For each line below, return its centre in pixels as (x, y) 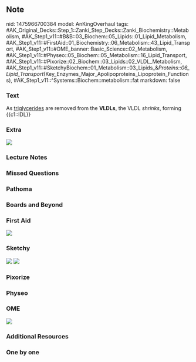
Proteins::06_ (174, 68)
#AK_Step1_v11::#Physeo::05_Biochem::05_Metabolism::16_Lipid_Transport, (97, 55)
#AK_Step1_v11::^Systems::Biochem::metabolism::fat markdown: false (97, 80)
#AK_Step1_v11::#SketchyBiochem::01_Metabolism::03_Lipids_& (82, 68)
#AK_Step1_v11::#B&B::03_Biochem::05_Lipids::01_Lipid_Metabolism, (104, 36)
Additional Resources (37, 336)
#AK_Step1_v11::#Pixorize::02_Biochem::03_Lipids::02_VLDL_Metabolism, (94, 61)
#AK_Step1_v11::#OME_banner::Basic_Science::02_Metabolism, (92, 49)
